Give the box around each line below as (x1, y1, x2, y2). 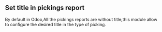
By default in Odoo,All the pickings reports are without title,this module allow (5, 16, 158, 22)
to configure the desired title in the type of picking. (5, 21, 106, 27)
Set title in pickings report (5, 4, 85, 12)
